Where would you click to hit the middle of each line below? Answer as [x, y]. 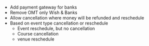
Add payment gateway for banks [43, 7]
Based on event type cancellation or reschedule [59, 23]
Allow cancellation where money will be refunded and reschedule [77, 18]
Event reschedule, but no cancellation [56, 28]
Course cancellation [38, 34]
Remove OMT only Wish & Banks [44, 12]
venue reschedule [36, 39]
